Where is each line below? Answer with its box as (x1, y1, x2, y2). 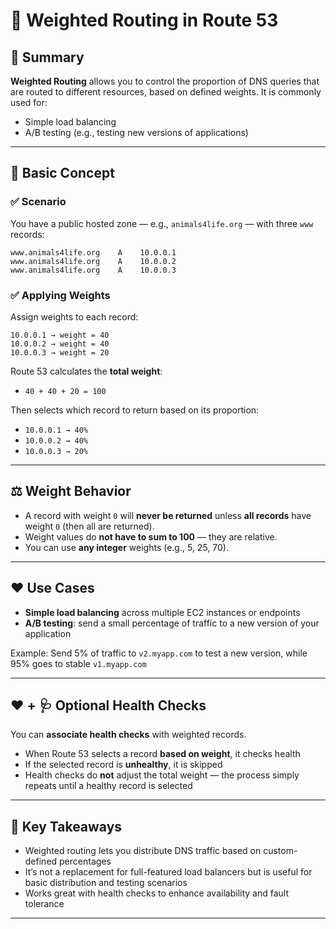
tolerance (24, 898, 65, 910)
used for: (10, 97, 48, 108)
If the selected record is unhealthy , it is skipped (24, 759, 223, 771)
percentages (59, 855, 112, 868)
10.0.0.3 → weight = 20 (10, 347, 110, 358)
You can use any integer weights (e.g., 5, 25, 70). (24, 541, 229, 553)
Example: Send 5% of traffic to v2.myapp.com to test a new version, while (10, 647, 308, 659)
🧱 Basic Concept (10, 165, 115, 182)
